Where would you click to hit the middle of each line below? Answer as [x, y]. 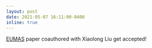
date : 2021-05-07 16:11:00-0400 [45, 17]
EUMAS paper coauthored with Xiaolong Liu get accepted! [77, 39]
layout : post [22, 11]
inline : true [22, 22]
